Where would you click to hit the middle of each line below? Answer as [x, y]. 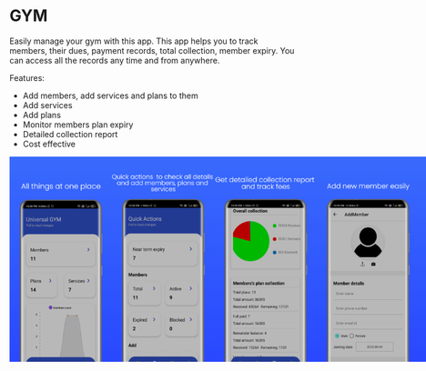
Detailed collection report [70, 134]
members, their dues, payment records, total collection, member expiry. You [152, 50]
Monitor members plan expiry [78, 125]
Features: [27, 77]
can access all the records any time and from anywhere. [115, 60]
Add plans [42, 115]
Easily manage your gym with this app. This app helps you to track [134, 41]
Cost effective [49, 144]
